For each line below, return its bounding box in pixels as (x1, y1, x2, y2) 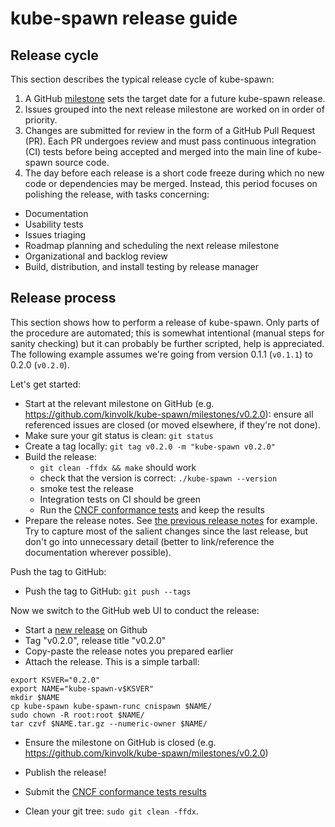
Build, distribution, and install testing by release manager (24, 261, 260, 272)
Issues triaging (24, 229, 87, 241)
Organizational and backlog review (24, 250, 168, 262)
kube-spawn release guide (10, 7, 238, 30)
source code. (54, 157, 110, 168)
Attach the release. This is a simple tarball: (24, 655, 200, 667)
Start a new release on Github (24, 623, 148, 636)
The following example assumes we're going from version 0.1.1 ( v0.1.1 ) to (10, 348, 313, 360)
